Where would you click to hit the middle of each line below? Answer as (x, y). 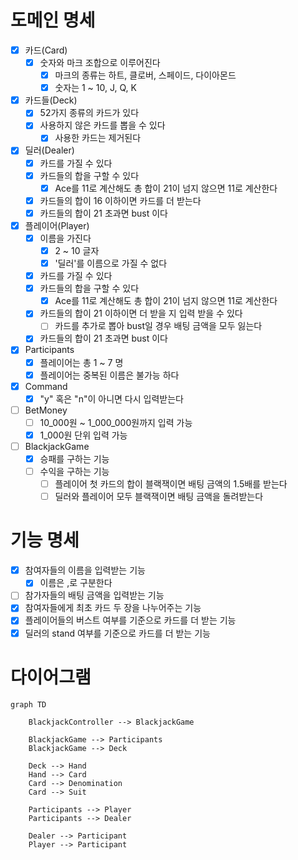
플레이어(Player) (57, 225)
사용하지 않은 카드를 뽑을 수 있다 (102, 125)
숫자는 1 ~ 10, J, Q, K (95, 88)
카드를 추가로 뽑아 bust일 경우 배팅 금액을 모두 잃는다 (158, 326)
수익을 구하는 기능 (74, 472)
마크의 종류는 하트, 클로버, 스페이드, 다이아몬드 (145, 75)
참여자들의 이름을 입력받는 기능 (85, 570)
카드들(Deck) (51, 100)
